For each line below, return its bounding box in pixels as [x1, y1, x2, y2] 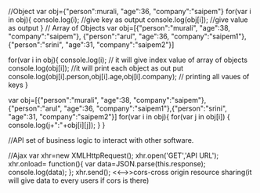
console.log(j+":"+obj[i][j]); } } [8, 121, 106, 129]
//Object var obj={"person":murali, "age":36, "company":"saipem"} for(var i [8, 7, 252, 16]
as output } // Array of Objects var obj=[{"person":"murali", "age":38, [8, 24, 231, 32]
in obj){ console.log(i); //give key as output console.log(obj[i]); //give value [8, 15, 248, 24]
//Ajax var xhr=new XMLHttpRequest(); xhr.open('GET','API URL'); [8, 151, 219, 160]
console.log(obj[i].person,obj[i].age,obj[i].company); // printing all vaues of [8, 72, 250, 81]
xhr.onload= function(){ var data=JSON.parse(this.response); [8, 159, 206, 168]
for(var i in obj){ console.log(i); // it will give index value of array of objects [8, 55, 248, 64]
